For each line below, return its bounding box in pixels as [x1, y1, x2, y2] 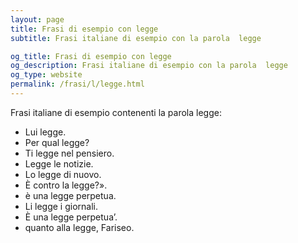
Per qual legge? [24, 136, 90, 148]
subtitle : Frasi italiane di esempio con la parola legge [10, 33, 262, 43]
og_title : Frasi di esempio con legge [10, 51, 172, 61]
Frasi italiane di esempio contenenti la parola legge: [10, 106, 222, 118]
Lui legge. [24, 126, 67, 138]
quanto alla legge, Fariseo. [24, 221, 135, 233]
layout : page [10, 14, 65, 25]
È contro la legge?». [24, 179, 108, 191]
